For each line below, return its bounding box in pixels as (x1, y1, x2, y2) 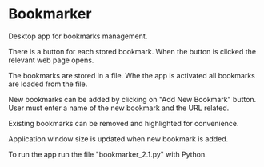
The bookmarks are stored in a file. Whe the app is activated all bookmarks (8, 70, 256, 80)
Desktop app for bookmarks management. (8, 31, 148, 41)
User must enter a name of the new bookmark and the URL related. (8, 103, 230, 113)
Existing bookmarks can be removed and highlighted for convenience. (8, 118, 239, 128)
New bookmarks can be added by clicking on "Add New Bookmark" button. (8, 94, 257, 104)
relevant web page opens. (8, 55, 94, 65)
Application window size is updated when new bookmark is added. (8, 133, 229, 144)
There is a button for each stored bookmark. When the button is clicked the (8, 46, 257, 56)
